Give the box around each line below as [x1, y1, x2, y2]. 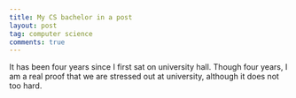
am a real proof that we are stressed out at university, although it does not [9, 72, 279, 82]
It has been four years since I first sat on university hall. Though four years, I [9, 62, 288, 72]
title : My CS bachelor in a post [9, 12, 133, 22]
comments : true [9, 37, 66, 47]
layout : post [9, 21, 58, 30]
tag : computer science [9, 29, 93, 38]
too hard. [9, 80, 43, 91]
